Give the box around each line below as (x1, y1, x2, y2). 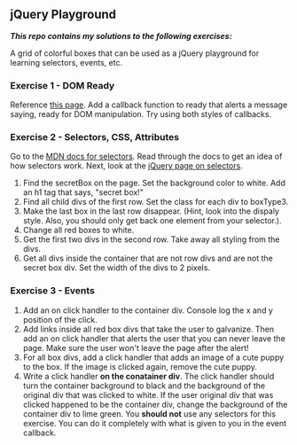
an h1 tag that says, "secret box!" (22, 187, 145, 198)
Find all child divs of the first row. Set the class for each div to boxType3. (22, 197, 289, 207)
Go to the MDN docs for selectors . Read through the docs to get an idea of (10, 151, 283, 162)
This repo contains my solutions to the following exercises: (10, 30, 233, 41)
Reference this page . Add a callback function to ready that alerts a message (10, 99, 288, 110)
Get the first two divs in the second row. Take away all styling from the (22, 234, 280, 245)
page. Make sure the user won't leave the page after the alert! (22, 342, 249, 353)
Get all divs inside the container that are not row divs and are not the (22, 253, 273, 264)
